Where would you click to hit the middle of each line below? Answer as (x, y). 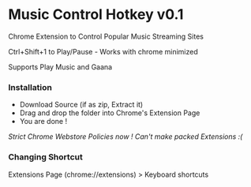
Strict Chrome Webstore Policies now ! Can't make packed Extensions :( (126, 137)
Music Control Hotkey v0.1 (96, 15)
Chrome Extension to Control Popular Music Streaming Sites (106, 36)
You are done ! (43, 122)
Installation (30, 87)
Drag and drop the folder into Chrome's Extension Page (110, 113)
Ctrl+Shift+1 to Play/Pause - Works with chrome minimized (103, 51)
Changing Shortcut (45, 157)
